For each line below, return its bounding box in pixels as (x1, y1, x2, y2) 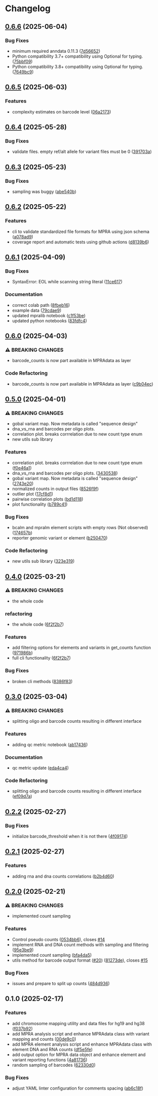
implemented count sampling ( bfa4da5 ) (12, 952, 92, 958)
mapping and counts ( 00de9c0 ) (12, 1036, 77, 1042)
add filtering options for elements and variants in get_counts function (12, 645, 151, 650)
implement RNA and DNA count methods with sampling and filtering (12, 942, 149, 947)
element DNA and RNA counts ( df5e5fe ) (12, 1046, 93, 1052)
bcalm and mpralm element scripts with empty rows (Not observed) (12, 524, 148, 530)
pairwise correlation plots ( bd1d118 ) (12, 496, 84, 502)
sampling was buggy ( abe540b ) (12, 189, 77, 194)
